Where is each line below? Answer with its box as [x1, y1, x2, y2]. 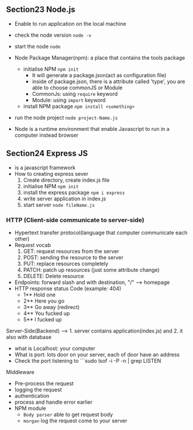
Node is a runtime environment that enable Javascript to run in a [14, 125, 170, 132]
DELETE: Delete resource [23, 272, 84, 279]
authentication [14, 392, 50, 399]
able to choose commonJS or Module [32, 84, 123, 91]
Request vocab [14, 241, 51, 248]
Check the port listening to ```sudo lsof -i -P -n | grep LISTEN [14, 357, 161, 364]
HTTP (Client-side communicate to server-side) [6, 216, 144, 224]
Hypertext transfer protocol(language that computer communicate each [14, 229, 188, 236]
